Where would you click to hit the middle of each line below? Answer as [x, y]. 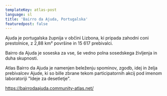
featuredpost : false [27, 24]
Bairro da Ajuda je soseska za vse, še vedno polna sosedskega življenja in [81, 53]
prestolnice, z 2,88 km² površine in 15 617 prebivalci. [59, 43]
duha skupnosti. [22, 58]
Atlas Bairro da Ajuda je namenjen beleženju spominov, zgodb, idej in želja [82, 68]
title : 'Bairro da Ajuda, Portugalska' [47, 19]
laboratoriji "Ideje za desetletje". [38, 78]
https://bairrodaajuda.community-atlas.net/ [49, 88]
